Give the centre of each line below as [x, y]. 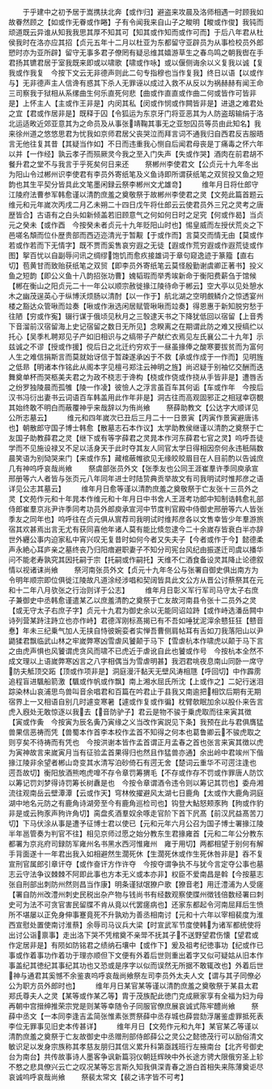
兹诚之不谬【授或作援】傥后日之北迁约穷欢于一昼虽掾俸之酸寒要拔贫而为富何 [136, 346]
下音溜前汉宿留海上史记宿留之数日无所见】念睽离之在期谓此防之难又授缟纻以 [136, 326]
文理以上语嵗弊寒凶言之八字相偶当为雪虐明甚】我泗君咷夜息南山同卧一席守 [139, 661]
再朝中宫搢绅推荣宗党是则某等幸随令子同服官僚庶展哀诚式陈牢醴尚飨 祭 [134, 1006]
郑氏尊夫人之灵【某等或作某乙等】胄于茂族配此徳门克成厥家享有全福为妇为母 [136, 996]
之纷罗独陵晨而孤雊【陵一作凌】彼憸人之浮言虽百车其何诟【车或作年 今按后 [136, 387]
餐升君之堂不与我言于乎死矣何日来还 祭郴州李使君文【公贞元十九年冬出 [134, 164]
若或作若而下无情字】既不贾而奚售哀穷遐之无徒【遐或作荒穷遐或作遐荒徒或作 [136, 245]
